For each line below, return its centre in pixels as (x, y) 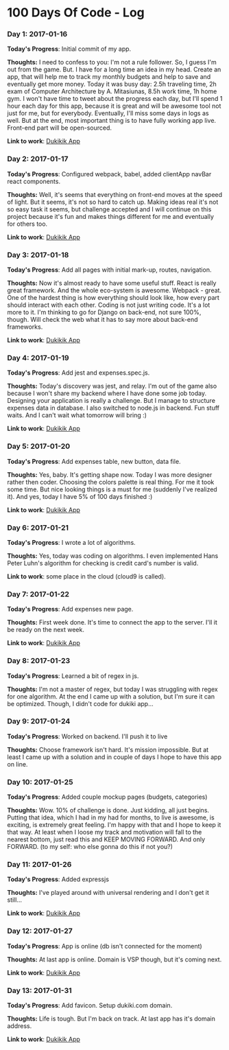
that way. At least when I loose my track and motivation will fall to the (105, 832)
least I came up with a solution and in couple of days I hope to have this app (114, 757)
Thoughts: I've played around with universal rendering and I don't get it (108, 893)
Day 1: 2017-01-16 (37, 34)
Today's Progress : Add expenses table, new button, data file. (94, 461)
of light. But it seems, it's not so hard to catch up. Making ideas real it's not (113, 202)
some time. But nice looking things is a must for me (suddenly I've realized (112, 489)
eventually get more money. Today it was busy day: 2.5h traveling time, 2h (112, 84)
